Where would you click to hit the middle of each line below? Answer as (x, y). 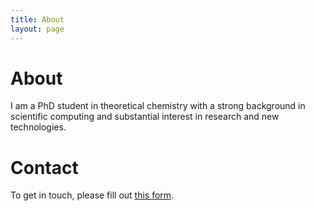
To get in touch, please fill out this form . (92, 195)
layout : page (37, 29)
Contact (44, 167)
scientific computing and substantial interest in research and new (145, 117)
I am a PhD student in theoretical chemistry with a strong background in (158, 106)
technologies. (38, 127)
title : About (37, 19)
